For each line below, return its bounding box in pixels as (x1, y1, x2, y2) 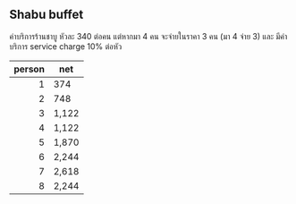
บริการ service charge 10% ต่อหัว (9, 40, 123, 52)
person (13, 63, 45, 75)
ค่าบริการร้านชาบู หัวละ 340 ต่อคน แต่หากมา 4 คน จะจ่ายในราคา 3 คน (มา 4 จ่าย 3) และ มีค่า (9, 30, 288, 41)
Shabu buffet (9, 7, 84, 22)
